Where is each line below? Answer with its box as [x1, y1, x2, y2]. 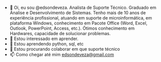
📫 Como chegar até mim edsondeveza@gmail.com [9, 52, 114, 57]
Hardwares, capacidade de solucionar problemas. [9, 31, 111, 36]
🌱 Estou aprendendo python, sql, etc [9, 41, 84, 46]
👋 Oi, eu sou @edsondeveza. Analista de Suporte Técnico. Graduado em [9, 5, 157, 10]
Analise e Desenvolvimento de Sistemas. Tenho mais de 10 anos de [9, 10, 146, 16]
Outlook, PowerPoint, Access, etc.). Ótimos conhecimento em [9, 25, 135, 31]
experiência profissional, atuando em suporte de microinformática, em [9, 15, 152, 21]
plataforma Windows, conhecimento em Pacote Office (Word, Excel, [9, 20, 148, 26]
